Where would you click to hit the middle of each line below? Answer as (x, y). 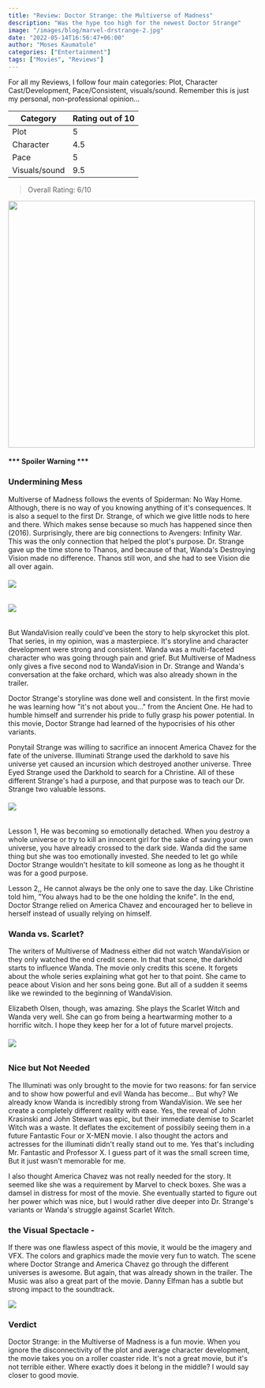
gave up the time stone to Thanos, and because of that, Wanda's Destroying (132, 549)
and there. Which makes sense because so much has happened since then (130, 524)
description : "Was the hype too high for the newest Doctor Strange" (125, 23)
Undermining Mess (45, 482)
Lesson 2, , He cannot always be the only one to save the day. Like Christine (131, 888)
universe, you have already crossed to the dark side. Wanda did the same (127, 848)
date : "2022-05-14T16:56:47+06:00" (67, 38)
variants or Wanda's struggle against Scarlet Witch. (91, 1209)
